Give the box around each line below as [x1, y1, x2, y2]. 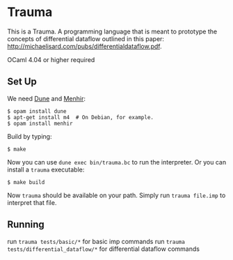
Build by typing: [7, 132, 52, 140]
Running [7, 219, 45, 231]
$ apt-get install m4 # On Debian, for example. [7, 114, 154, 121]
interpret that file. [7, 198, 57, 206]
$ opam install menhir [7, 120, 73, 127]
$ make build [7, 178, 45, 185]
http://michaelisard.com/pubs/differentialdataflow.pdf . [7, 42, 162, 50]
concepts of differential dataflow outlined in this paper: [7, 34, 165, 43]
